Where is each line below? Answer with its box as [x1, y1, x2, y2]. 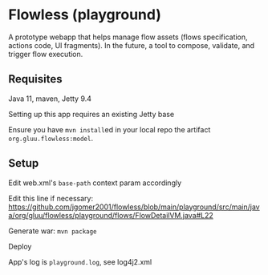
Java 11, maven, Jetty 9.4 [8, 94, 92, 103]
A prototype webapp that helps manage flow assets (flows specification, [8, 32, 248, 42]
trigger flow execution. [8, 49, 83, 59]
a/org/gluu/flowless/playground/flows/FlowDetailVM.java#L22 [8, 210, 214, 220]
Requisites [8, 72, 63, 86]
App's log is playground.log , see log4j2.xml [8, 257, 152, 266]
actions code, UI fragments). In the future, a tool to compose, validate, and [8, 40, 255, 50]
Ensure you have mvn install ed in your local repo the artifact [8, 124, 211, 134]
